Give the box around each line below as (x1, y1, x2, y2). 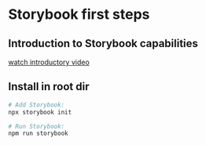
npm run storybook (8, 129, 68, 138)
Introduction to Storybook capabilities (8, 37, 199, 50)
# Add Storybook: (8, 100, 65, 109)
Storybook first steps (8, 5, 150, 24)
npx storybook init (8, 108, 72, 116)
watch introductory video (8, 57, 90, 67)
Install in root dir (8, 80, 90, 93)
